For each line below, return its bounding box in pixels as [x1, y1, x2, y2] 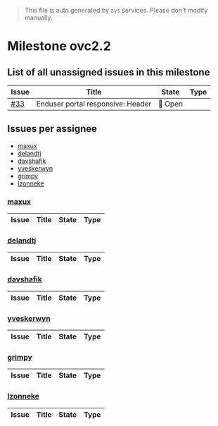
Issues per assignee [7, 123, 97, 135]
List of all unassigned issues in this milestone [7, 66, 210, 78]
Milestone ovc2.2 [7, 38, 111, 54]
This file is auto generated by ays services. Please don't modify [24, 6, 208, 14]
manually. [24, 13, 53, 22]
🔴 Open [158, 99, 183, 109]
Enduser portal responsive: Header [36, 99, 152, 109]
